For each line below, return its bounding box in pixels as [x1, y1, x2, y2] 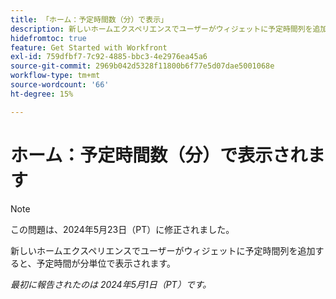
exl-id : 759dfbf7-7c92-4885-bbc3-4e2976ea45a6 [10, 52, 208, 62]
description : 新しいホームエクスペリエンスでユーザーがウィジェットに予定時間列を [10, 24, 313, 34]
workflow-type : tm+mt [10, 71, 101, 81]
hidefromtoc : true [10, 33, 87, 43]
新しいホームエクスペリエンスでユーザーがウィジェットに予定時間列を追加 [10, 244, 316, 256]
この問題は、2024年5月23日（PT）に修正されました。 [10, 223, 235, 235]
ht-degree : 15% [10, 89, 74, 99]
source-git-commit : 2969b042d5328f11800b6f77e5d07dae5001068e [10, 61, 275, 71]
